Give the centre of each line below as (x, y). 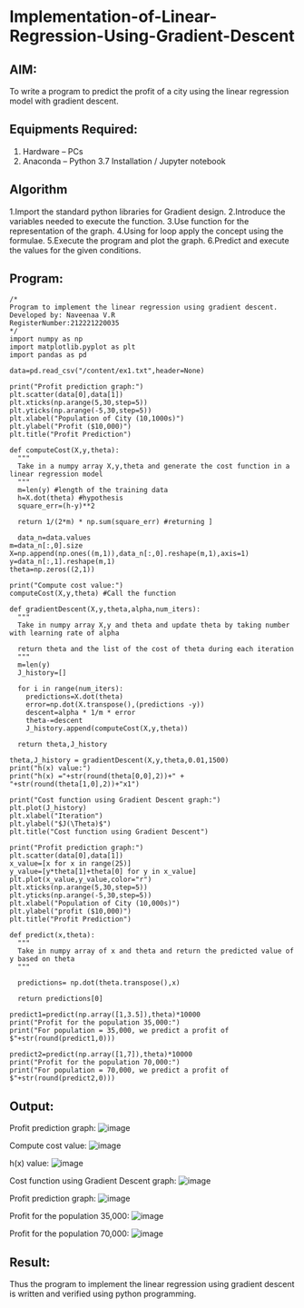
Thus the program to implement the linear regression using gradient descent (152, 1284)
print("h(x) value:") (50, 768)
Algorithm (39, 189)
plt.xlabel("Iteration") (56, 816)
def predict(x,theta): (52, 936)
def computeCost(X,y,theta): (64, 451)
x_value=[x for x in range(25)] (70, 864)
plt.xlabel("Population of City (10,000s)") (95, 904)
